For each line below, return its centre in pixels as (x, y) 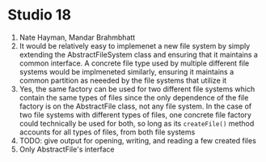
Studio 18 (40, 15)
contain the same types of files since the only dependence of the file (134, 97)
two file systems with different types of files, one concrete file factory (135, 114)
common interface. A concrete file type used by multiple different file (134, 63)
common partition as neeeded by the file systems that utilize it (123, 80)
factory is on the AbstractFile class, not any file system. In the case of (135, 106)
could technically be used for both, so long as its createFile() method (137, 123)
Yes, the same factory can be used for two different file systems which (137, 89)
